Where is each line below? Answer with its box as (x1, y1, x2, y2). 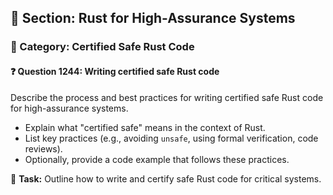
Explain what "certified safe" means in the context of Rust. (24, 121, 266, 133)
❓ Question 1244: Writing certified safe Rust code (10, 65, 220, 77)
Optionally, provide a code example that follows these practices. (24, 153, 290, 165)
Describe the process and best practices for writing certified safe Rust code (10, 91, 324, 103)
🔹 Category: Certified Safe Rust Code (10, 40, 195, 54)
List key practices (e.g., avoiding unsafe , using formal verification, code (24, 132, 319, 144)
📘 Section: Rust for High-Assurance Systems (10, 10, 296, 27)
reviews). (24, 142, 63, 155)
